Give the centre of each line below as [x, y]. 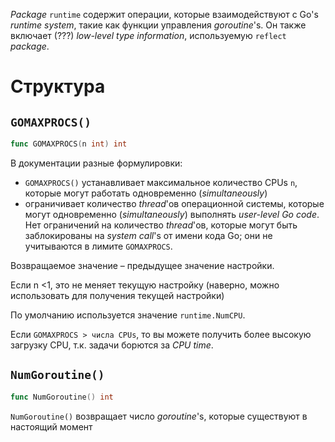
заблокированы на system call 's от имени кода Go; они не [148, 235]
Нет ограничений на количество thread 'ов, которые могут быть [161, 225]
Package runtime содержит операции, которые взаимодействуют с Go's [164, 14]
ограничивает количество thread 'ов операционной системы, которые [174, 203]
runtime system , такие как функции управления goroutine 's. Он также [158, 25]
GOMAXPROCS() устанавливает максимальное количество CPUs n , [161, 182]
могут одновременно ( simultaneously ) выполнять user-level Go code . [172, 214]
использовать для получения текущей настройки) [117, 295]
